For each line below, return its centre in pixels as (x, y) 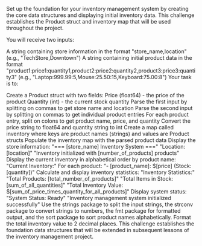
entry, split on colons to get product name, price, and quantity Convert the (99, 121)
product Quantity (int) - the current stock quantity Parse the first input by (97, 102)
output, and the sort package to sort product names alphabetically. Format (99, 217)
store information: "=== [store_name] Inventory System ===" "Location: (96, 147)
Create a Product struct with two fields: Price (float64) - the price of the (96, 95)
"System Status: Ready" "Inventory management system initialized (89, 198)
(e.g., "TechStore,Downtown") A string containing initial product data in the (99, 58)
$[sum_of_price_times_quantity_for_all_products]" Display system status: (96, 192)
